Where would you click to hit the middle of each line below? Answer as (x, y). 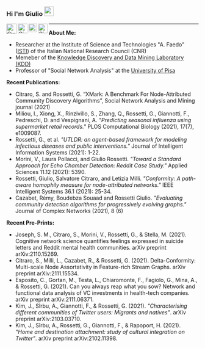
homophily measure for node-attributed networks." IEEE (103, 185)
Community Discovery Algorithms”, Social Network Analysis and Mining (105, 101)
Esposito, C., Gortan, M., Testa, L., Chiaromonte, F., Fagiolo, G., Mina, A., (106, 280)
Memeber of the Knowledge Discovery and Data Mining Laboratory (99, 57)
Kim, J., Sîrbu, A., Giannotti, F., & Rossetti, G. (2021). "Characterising (101, 306)
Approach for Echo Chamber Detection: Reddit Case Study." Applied (101, 165)
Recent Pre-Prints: (31, 223)
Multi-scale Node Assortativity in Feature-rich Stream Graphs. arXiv (100, 267)
